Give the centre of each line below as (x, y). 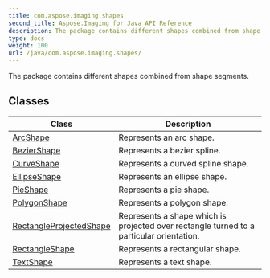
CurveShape (36, 163)
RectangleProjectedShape (61, 226)
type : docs (27, 38)
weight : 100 (28, 46)
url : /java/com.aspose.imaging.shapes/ (75, 53)
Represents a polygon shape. (174, 202)
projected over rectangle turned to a (186, 226)
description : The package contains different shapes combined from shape (135, 31)
